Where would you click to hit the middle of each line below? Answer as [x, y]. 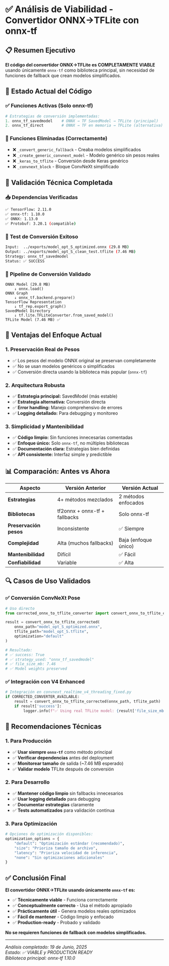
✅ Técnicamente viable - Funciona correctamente [65, 900]
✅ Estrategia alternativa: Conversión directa [59, 402]
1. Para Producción [28, 741]
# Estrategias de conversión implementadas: [53, 116]
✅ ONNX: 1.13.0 [22, 219]
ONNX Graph [17, 293]
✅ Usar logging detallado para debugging [56, 799]
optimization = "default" [39, 636]
